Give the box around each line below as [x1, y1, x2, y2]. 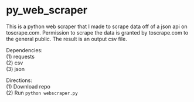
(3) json [6, 65, 25, 72]
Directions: [6, 77, 32, 84]
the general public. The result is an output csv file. [6, 35, 127, 42]
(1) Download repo [6, 83, 51, 90]
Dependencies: [6, 46, 43, 53]
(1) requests [6, 53, 35, 60]
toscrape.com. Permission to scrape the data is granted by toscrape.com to [6, 29, 189, 36]
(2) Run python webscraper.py [6, 89, 78, 96]
